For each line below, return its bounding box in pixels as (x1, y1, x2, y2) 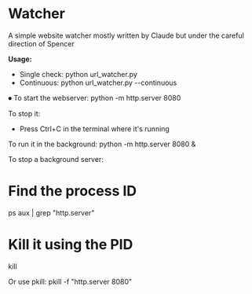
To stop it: (8, 108, 41, 118)
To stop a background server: (8, 154, 104, 164)
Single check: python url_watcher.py (19, 69, 137, 79)
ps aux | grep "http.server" (8, 208, 95, 217)
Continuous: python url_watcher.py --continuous (19, 78, 177, 87)
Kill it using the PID (8, 236, 133, 254)
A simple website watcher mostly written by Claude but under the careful (8, 31, 245, 40)
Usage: (8, 54, 33, 64)
